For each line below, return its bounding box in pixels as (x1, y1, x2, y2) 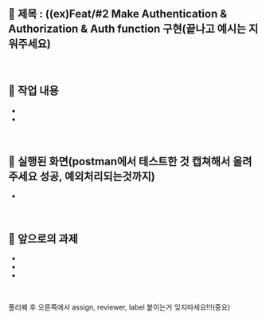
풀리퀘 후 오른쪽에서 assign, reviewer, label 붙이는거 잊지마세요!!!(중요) (8, 302, 231, 312)
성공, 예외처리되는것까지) (39, 170, 155, 184)
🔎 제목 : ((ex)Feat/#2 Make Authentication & (8, 7, 228, 21)
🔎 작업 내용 (8, 84, 60, 97)
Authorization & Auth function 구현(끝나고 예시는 (8, 22, 247, 36)
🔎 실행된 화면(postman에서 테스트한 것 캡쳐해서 (8, 155, 231, 168)
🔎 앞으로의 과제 (8, 231, 78, 245)
